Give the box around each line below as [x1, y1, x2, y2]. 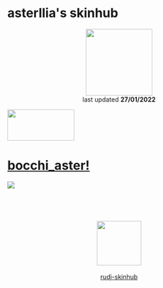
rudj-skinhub [100, 272, 138, 282]
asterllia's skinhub [7, 5, 118, 21]
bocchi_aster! [7, 158, 90, 174]
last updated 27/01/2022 [82, 95, 156, 104]
